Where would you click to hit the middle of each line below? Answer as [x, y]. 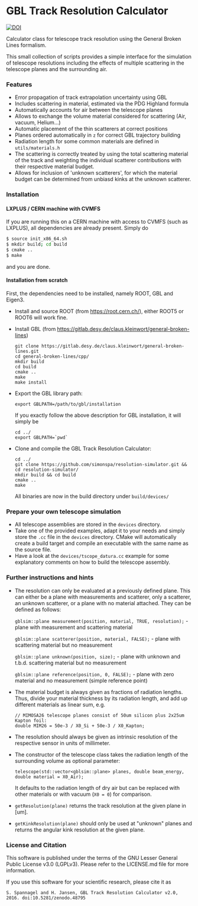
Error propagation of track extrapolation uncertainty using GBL [91, 97]
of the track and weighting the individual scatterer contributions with [98, 160]
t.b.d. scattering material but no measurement [70, 663]
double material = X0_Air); [49, 777]
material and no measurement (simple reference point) [81, 680]
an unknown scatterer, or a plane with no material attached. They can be [103, 603]
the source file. [33, 550]
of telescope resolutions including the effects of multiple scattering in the [95, 63]
